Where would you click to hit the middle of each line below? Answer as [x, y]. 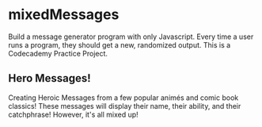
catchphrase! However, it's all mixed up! [73, 114]
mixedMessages [64, 15]
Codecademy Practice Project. [58, 53]
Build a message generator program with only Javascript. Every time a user [131, 37]
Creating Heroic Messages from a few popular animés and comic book [123, 98]
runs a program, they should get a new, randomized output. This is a [120, 44]
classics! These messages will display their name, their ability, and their [125, 106]
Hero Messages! [49, 78]
